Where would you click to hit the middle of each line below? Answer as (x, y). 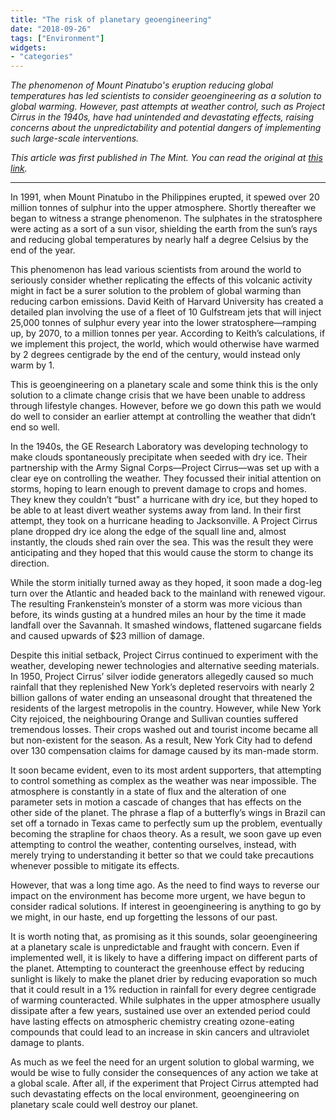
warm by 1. (32, 365)
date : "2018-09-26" (51, 29)
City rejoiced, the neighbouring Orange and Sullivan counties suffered (154, 719)
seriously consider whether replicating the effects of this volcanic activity (161, 280)
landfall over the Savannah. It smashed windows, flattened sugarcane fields (166, 625)
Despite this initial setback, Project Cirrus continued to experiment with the (164, 655)
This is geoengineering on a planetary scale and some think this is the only (164, 385)
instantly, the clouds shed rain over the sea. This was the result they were (162, 542)
